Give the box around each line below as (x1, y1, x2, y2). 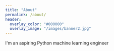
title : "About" (5, 7, 37, 13)
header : (5, 17, 22, 22)
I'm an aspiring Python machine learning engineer (5, 40, 109, 46)
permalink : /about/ (5, 12, 46, 17)
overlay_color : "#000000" (10, 21, 65, 27)
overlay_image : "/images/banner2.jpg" (10, 26, 92, 31)
